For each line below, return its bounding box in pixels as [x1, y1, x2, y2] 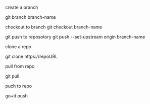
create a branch [5, 5, 38, 10]
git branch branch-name [5, 14, 56, 20]
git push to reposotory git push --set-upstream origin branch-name [5, 34, 145, 40]
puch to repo [5, 83, 32, 89]
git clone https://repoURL [5, 53, 58, 59]
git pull [5, 73, 20, 79]
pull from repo [5, 63, 35, 69]
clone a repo [5, 44, 32, 50]
